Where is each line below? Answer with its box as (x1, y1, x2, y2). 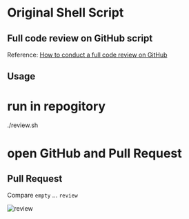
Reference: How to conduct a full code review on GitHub (7, 50, 168, 59)
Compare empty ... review (7, 191, 78, 200)
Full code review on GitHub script (7, 32, 153, 44)
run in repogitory (7, 98, 106, 114)
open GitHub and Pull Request (7, 145, 182, 161)
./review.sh (7, 121, 39, 129)
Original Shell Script (7, 5, 124, 21)
